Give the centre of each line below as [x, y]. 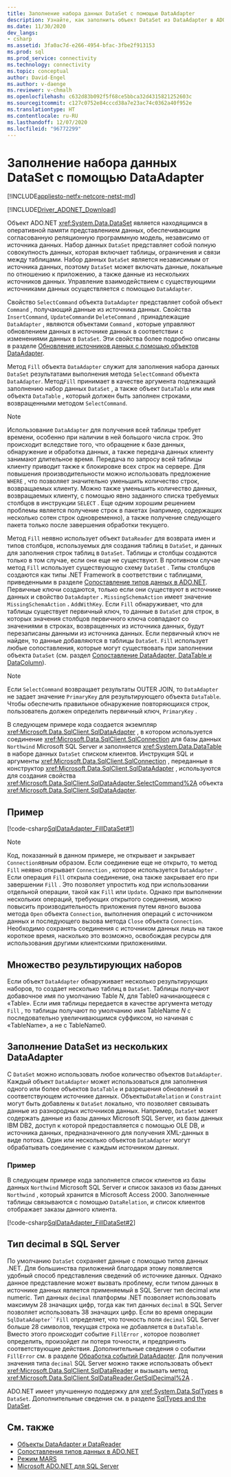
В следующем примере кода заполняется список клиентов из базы [107, 1180]
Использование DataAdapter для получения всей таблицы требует [104, 430]
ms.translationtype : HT [41, 109]
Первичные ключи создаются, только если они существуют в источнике [114, 590]
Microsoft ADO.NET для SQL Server [68, 1466]
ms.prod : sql [26, 52]
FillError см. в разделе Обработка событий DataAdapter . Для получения [115, 1356]
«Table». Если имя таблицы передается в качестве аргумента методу [110, 1003]
